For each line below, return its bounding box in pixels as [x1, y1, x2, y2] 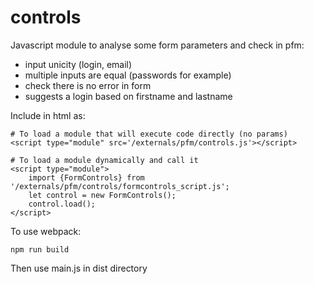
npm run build [10, 244, 70, 255]
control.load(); [28, 199, 97, 209]
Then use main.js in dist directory [10, 262, 148, 274]
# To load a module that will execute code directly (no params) [10, 129, 288, 139]
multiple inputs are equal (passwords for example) [24, 69, 232, 81]
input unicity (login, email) [24, 58, 133, 70]
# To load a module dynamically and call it [10, 155, 199, 165]
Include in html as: [10, 109, 86, 121]
